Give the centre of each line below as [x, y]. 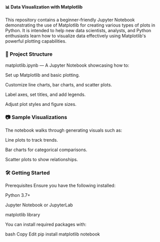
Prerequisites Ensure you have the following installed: [60, 186]
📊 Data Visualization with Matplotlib [44, 7]
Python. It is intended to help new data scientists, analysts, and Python [78, 31]
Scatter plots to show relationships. [42, 159]
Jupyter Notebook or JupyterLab [39, 205]
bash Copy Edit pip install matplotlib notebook [53, 234]
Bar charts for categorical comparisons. [46, 150]
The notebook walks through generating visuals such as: [64, 130]
